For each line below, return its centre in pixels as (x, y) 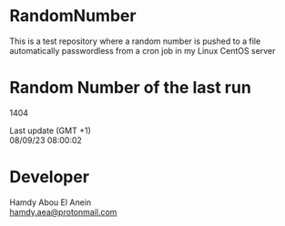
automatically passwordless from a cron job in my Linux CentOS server (142, 50)
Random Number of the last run (131, 88)
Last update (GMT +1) (50, 130)
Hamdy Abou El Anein (51, 202)
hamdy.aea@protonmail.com (63, 211)
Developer (49, 177)
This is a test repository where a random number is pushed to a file (135, 41)
